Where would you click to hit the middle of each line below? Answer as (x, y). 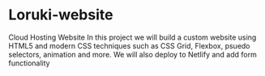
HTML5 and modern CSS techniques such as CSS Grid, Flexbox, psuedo (129, 45)
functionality (29, 63)
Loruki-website (61, 15)
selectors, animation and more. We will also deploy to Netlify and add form (132, 54)
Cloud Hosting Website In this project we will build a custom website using (132, 37)
